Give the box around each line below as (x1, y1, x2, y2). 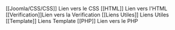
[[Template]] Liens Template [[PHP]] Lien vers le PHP (5, 18, 139, 24)
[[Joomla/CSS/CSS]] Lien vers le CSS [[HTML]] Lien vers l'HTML (5, 5, 168, 12)
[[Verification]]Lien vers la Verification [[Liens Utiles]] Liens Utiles (5, 11, 169, 18)
